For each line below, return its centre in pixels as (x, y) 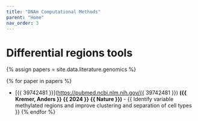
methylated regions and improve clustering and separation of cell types (104, 105)
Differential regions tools (70, 53)
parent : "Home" (25, 17)
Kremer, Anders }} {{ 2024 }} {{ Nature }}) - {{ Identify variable (94, 99)
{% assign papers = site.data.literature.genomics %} (71, 69)
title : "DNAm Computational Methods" (54, 12)
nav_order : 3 (23, 23)
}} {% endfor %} (35, 112)
